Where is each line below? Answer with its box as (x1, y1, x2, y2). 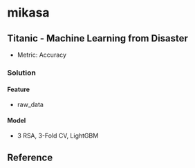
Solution (7, 68, 37, 77)
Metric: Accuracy (17, 50, 67, 59)
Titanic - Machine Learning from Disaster (7, 32, 189, 44)
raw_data (17, 100, 44, 109)
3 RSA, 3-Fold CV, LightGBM (17, 131, 99, 140)
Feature (7, 85, 30, 93)
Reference (7, 151, 53, 163)
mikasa (7, 5, 50, 21)
